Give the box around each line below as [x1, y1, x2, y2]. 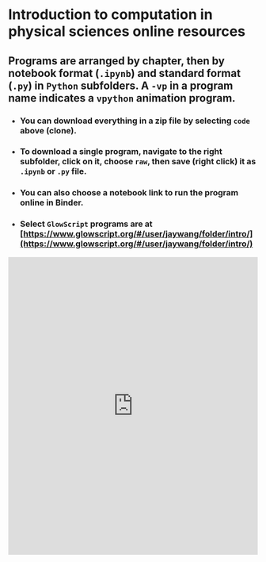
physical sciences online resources [8, 22, 246, 40]
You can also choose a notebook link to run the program [19, 187, 239, 198]
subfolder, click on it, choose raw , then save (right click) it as [19, 156, 256, 167]
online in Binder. [19, 197, 84, 208]
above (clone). [19, 125, 78, 136]
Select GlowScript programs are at [19, 218, 153, 229]
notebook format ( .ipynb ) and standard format [8, 66, 241, 80]
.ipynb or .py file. [19, 166, 87, 177]
